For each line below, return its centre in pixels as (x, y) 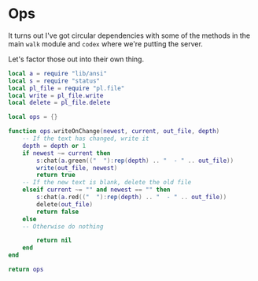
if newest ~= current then (66, 153)
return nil (54, 241)
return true (56, 175)
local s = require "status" (54, 81)
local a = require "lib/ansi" (58, 73)
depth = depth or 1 (54, 146)
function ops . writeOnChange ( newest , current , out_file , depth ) (114, 131)
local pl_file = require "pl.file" (66, 88)
